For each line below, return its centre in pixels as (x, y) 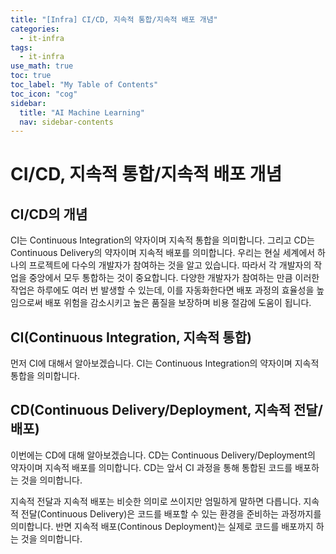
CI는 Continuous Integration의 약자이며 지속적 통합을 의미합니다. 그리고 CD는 (162, 240)
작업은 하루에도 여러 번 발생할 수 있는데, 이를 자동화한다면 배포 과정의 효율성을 (162, 290)
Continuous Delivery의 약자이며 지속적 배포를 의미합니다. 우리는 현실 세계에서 (163, 253)
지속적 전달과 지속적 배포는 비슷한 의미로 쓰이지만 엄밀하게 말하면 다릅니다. (156, 501)
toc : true (31, 76)
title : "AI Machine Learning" (82, 112)
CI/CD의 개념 (49, 214)
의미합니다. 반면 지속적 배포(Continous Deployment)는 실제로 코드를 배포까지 (162, 526)
